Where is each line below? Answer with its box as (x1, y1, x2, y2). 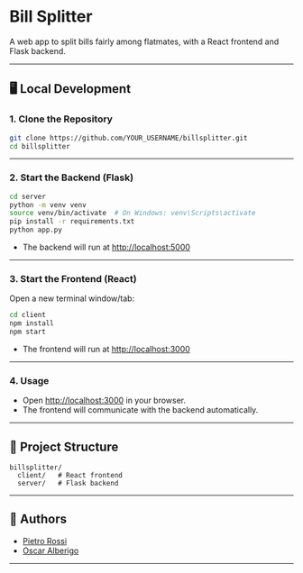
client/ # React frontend (17, 471, 124, 480)
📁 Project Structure (9, 439, 119, 454)
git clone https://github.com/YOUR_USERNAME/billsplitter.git (9, 133, 248, 142)
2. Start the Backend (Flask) (9, 171, 133, 184)
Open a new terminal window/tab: (9, 293, 135, 304)
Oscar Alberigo (22, 545, 79, 556)
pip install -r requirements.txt (9, 217, 135, 226)
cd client (9, 311, 47, 320)
